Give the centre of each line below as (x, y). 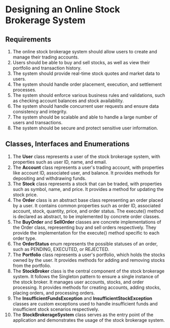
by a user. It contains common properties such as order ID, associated (87, 205)
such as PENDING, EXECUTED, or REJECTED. (61, 249)
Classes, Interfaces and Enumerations (67, 144)
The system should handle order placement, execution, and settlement (87, 84)
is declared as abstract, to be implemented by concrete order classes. (87, 216)
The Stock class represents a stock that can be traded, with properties (87, 184)
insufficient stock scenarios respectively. (56, 309)
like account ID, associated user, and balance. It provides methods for (86, 172)
